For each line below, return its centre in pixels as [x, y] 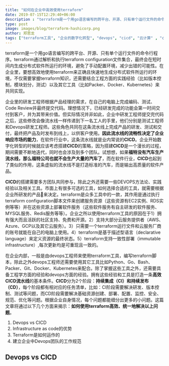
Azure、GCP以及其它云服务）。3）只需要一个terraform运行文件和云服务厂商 [83, 226]
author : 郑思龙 [20, 33]
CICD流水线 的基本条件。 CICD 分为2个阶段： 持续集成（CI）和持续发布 [77, 281]
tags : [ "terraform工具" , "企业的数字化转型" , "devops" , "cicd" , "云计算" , [81, 38]
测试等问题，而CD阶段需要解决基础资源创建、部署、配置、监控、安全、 [88, 293]
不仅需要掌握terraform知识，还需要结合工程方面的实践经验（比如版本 [86, 78]
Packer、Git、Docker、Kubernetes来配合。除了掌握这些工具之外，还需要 [81, 268]
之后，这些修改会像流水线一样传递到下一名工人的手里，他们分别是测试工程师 [84, 120]
